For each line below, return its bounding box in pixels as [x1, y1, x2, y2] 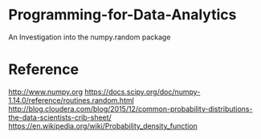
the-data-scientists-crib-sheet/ [8, 112, 112, 122]
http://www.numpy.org [8, 87, 83, 96]
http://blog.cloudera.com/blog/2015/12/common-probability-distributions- [8, 104, 253, 113]
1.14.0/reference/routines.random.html [8, 95, 134, 105]
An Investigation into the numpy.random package [8, 32, 171, 42]
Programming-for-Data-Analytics [8, 6, 237, 24]
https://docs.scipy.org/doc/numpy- [84, 87, 201, 96]
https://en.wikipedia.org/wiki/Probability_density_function [8, 121, 198, 130]
